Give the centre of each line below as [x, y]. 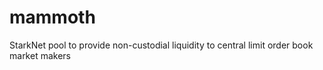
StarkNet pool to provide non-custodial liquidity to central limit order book [161, 45]
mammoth [52, 17]
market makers [40, 55]
